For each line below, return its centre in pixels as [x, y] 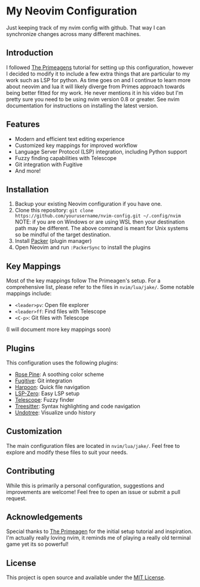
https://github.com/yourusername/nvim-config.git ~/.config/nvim [98, 216]
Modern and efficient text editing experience [70, 139]
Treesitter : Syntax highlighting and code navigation [77, 406]
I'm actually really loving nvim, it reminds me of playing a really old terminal [99, 538]
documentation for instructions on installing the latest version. [82, 106]
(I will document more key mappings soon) [59, 329]
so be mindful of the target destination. [63, 234]
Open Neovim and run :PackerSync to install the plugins [83, 248]
